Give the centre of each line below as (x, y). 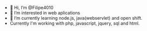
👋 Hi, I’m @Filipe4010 (32, 8)
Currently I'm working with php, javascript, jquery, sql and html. (75, 23)
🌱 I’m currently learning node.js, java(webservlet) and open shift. (76, 18)
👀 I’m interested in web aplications (45, 13)
